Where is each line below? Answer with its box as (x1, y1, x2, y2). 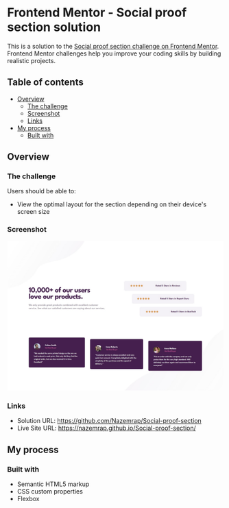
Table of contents (7, 77, 84, 88)
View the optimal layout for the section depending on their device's (16, 200, 207, 208)
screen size (16, 208, 50, 216)
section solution (7, 19, 101, 35)
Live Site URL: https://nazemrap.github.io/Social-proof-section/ (16, 424, 197, 433)
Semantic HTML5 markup (16, 480, 90, 488)
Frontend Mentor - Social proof (7, 5, 187, 21)
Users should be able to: (7, 187, 77, 195)
